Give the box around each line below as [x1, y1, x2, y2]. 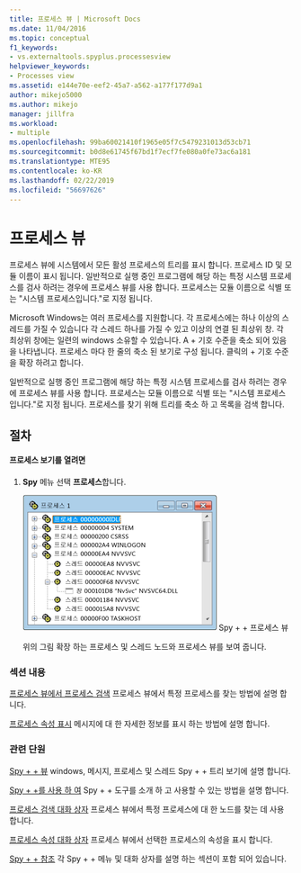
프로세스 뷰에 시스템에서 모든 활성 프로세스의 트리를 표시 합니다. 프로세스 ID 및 [9, 259, 283, 270]
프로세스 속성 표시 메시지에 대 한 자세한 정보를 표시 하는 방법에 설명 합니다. [9, 718, 270, 729]
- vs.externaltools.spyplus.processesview [9, 52, 171, 62]
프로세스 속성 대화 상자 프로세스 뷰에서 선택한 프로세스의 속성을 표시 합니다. [9, 833, 273, 845]
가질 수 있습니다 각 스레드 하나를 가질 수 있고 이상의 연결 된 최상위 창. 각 [32, 324, 285, 335]
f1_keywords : [9, 43, 58, 52]
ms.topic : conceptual [9, 33, 91, 42]
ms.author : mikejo [9, 100, 78, 109]
